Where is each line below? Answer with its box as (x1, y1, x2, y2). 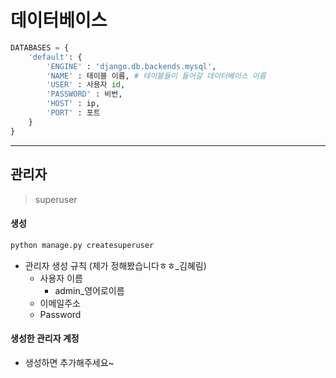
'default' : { (28, 52, 83, 62)
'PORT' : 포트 (46, 108, 101, 118)
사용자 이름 (39, 272, 83, 284)
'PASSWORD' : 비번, (46, 89, 123, 100)
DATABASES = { (10, 42, 70, 53)
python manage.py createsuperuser (10, 240, 155, 250)
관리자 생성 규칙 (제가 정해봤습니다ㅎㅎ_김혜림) (24, 259, 207, 271)
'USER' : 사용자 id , (46, 80, 126, 90)
